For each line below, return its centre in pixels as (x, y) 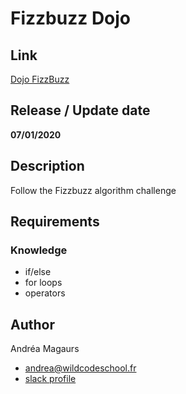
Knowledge (39, 250)
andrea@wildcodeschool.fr (80, 368)
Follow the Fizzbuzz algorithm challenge (93, 190)
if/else (38, 272)
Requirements (55, 222)
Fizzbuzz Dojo (71, 18)
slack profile (50, 379)
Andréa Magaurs (45, 349)
